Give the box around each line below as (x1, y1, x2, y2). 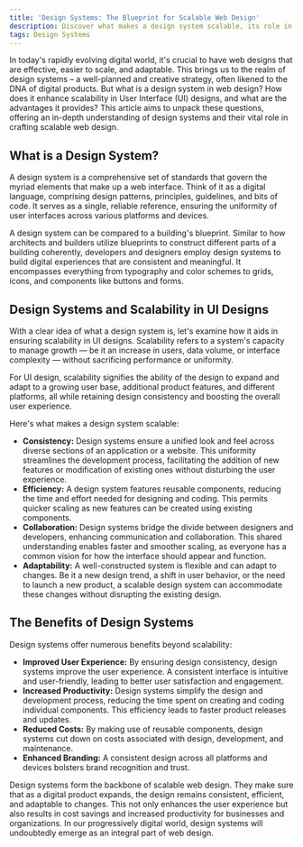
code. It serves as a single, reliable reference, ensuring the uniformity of (9, 200, 278, 212)
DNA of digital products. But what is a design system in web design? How (9, 83, 282, 95)
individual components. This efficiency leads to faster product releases (22, 704, 287, 715)
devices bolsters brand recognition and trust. (22, 761, 190, 772)
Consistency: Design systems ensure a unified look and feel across (22, 436, 275, 447)
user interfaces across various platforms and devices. (9, 210, 209, 221)
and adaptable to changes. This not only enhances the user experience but (9, 798, 289, 809)
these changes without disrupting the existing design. (22, 589, 223, 600)
